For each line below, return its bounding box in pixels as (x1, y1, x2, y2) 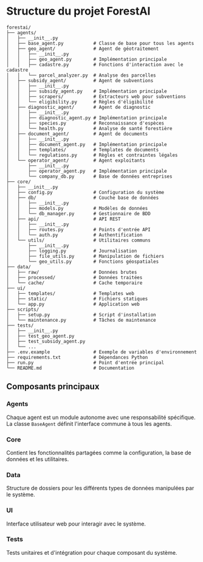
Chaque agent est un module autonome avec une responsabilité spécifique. (6, 414, 196, 421)
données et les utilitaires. (6, 455, 69, 463)
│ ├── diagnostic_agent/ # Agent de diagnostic (6, 104, 151, 110)
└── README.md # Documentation (6, 365, 135, 371)
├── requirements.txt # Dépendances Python (6, 354, 148, 360)
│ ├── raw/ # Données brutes (6, 269, 137, 275)
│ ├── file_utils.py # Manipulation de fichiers (6, 253, 165, 259)
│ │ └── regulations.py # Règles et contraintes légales (6, 152, 178, 158)
